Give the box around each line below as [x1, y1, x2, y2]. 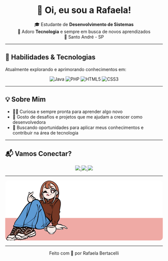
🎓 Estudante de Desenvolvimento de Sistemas [34, 21, 134, 27]
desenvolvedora [12, 119, 46, 125]
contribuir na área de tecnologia [12, 129, 78, 135]
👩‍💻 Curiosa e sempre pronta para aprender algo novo [12, 108, 123, 114]
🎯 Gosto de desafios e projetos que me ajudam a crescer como [12, 113, 142, 119]
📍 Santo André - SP [64, 33, 104, 39]
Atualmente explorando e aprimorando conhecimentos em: [5, 66, 126, 72]
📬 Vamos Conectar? [5, 149, 72, 158]
